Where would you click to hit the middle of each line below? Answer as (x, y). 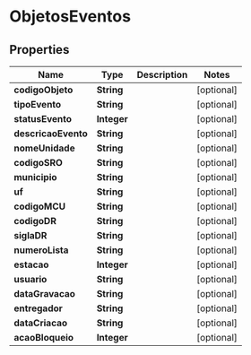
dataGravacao (45, 294)
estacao (31, 264)
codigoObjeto (43, 90)
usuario (30, 279)
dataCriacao (41, 323)
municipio (35, 177)
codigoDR (35, 221)
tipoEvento (38, 104)
